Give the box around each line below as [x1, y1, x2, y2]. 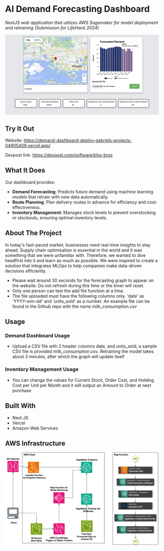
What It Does [5, 166, 45, 175]
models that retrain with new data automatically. [12, 194, 109, 200]
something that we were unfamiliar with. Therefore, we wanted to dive [5, 252, 146, 258]
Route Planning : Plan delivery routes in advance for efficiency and [12, 199, 146, 205]
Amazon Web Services [12, 425, 58, 431]
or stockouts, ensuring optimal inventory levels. [12, 214, 108, 221]
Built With [5, 402, 36, 410]
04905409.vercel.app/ [5, 143, 51, 149]
